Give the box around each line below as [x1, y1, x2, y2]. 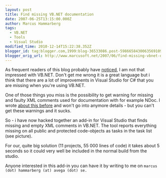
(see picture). [5, 133, 33, 139]
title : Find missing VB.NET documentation [5, 12, 94, 17]
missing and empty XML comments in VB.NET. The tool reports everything [5, 123, 157, 129]
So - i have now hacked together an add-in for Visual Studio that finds [5, 117, 148, 124]
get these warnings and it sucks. [5, 108, 72, 114]
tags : [5, 26, 16, 31]
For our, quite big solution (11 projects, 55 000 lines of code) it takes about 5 [5, 143, 160, 149]
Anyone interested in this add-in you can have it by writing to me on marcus [5, 163, 158, 169]
